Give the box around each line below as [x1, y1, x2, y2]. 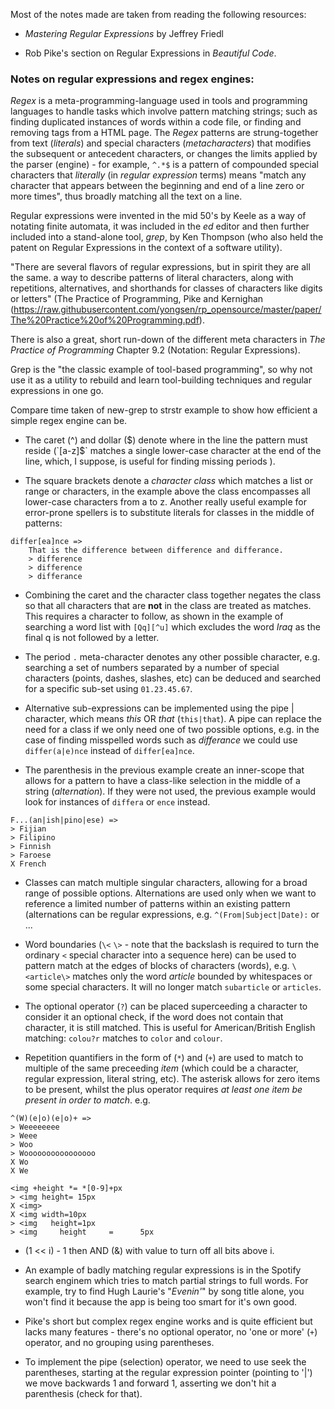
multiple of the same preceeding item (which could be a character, [24, 1062, 299, 1074]
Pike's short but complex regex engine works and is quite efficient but [24, 1315, 313, 1328]
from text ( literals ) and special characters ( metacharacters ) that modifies [10, 137, 312, 149]
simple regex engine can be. [10, 415, 128, 427]
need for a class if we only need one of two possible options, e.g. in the [24, 724, 320, 736]
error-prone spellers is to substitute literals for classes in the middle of [24, 507, 315, 519]
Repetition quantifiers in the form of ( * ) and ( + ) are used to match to [24, 1052, 304, 1064]
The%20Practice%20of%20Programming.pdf [10, 314, 200, 326]
